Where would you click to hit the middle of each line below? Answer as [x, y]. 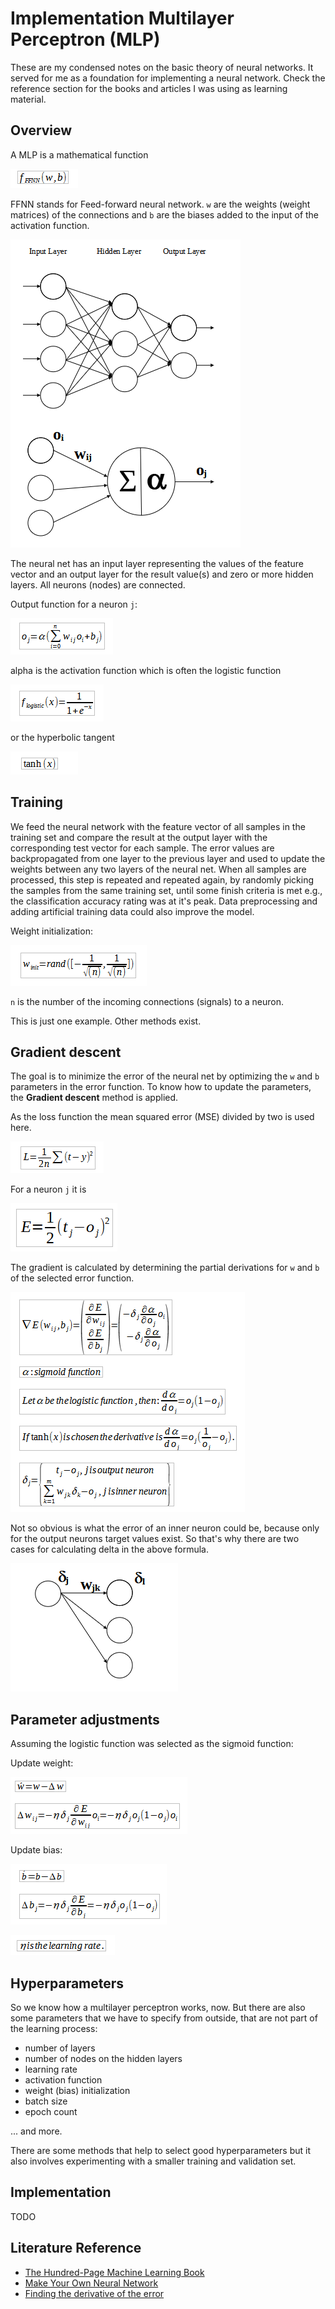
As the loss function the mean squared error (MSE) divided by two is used [162, 1117]
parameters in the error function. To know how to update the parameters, [161, 1087]
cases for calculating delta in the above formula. [109, 1549]
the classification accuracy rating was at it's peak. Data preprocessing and [164, 901]
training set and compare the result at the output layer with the [139, 837]
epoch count [51, 2111]
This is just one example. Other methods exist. [106, 1021]
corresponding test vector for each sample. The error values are [142, 848]
